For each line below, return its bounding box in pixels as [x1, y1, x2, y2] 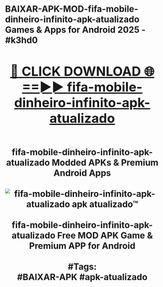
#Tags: [68, 261, 97, 272]
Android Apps [53, 167, 111, 178]
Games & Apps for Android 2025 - [5, 24, 146, 35]
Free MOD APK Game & [57, 230, 153, 241]
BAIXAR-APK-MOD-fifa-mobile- [5, 3, 139, 15]
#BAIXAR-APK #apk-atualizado [17, 271, 148, 283]
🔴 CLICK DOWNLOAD [10, 63, 141, 79]
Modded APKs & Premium [51, 157, 159, 168]
